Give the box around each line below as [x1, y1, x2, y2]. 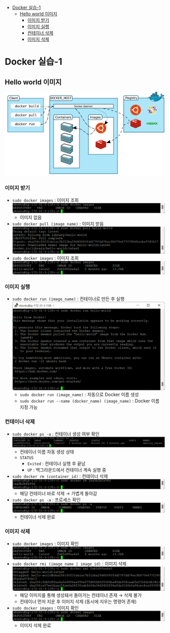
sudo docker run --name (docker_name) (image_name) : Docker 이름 [19, 398, 160, 404]
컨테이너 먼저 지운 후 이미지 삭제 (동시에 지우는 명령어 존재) [19, 598, 137, 605]
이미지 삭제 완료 [19, 622, 51, 628]
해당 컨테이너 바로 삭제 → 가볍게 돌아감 [19, 490, 97, 496]
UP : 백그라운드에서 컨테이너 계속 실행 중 [27, 467, 107, 473]
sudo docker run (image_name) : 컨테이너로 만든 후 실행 [12, 296, 125, 302]
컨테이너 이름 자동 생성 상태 [19, 448, 74, 454]
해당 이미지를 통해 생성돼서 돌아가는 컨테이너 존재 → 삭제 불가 [19, 592, 142, 598]
